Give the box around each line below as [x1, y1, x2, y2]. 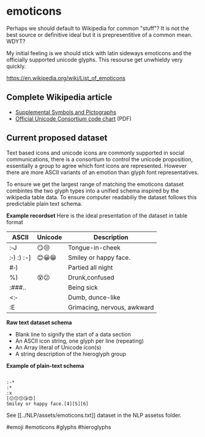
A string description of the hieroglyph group [15, 350, 127, 357]
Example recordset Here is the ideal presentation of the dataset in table [6, 211, 188, 219]
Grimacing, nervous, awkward [68, 303, 154, 311]
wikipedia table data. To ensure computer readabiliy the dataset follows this [6, 193, 197, 200]
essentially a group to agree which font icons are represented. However [6, 162, 187, 169]
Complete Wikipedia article [6, 92, 113, 102]
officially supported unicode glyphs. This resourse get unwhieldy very [6, 56, 183, 63]
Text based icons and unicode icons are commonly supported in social [6, 149, 185, 156]
